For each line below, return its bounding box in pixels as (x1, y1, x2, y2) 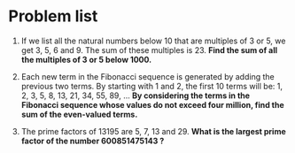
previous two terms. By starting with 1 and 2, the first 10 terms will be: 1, (20, 80, 283, 91)
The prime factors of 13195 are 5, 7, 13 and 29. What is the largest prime (20, 126, 287, 136)
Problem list (8, 6, 98, 27)
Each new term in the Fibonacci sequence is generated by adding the (20, 71, 276, 81)
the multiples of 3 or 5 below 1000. (20, 54, 152, 65)
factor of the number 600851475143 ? (20, 135, 165, 146)
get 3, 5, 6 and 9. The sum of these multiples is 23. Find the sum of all (20, 44, 278, 55)
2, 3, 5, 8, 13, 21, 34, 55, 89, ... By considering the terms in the (20, 90, 250, 101)
